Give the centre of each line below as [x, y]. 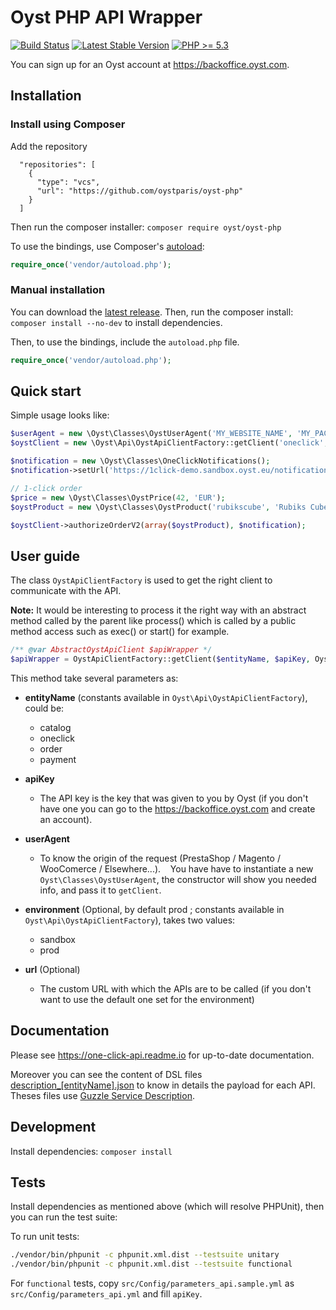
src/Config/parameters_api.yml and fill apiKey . [106, 1294]
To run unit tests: [45, 1237]
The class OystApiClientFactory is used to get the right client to [141, 580]
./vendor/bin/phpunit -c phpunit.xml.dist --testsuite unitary [145, 1255]
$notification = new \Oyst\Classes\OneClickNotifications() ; [140, 461]
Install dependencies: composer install [91, 1151]
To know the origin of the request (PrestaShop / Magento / [160, 858]
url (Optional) [52, 970]
